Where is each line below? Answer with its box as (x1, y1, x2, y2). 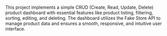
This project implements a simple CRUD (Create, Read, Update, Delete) (5, 5, 154, 10)
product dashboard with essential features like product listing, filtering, (5, 10, 153, 16)
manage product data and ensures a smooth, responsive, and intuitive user (5, 20, 162, 26)
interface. (5, 26, 25, 32)
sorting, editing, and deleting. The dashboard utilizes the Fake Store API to (5, 15, 161, 21)
